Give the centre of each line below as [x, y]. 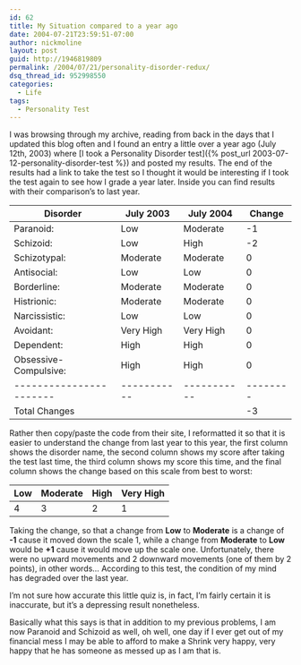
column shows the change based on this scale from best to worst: [131, 472]
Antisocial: [36, 272]
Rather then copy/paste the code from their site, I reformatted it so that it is [147, 433]
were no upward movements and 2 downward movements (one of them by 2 [150, 559]
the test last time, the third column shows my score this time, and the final [146, 462]
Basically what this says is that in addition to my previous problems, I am [142, 622]
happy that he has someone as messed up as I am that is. [115, 651]
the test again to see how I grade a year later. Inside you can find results [142, 182]
